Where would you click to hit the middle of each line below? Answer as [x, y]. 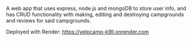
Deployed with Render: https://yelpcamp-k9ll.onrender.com [78, 32]
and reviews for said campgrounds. [49, 20]
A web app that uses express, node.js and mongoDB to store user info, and [96, 8]
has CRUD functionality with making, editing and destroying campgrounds [95, 14]
